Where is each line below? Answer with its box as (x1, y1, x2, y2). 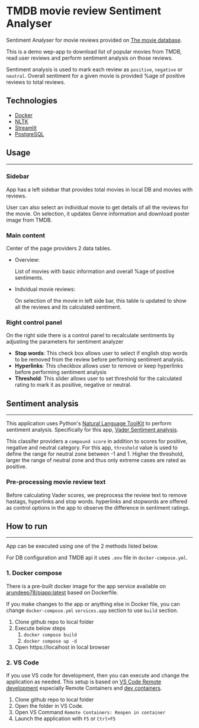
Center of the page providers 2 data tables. (6, 245, 111, 252)
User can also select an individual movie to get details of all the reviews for (6, 203, 189, 211)
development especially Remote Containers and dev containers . (6, 684, 162, 691)
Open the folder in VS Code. (14, 702, 84, 709)
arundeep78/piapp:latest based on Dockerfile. (6, 589, 118, 596)
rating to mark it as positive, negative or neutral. (14, 381, 132, 388)
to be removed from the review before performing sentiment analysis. (14, 356, 185, 363)
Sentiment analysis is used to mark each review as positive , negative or (6, 65, 183, 73)
